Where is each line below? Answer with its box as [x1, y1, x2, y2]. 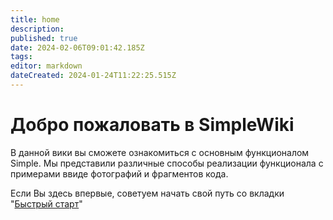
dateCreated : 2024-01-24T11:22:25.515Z [10, 71, 177, 81]
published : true [10, 33, 78, 43]
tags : [10, 52, 33, 62]
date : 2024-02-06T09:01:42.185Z [10, 42, 145, 53]
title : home [10, 14, 60, 25]
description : [10, 24, 65, 34]
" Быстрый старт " [10, 197, 83, 210]
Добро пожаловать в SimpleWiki [10, 114, 295, 136]
